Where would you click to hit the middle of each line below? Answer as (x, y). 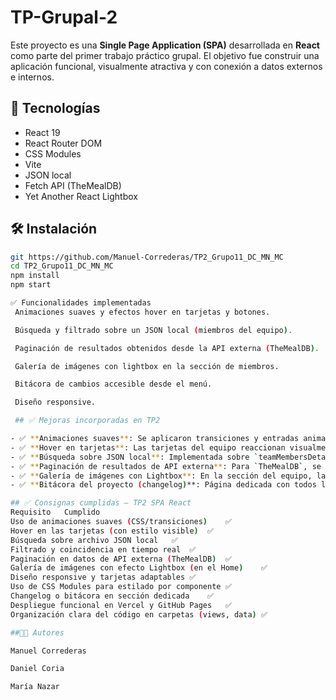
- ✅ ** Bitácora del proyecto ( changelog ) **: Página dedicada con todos (163, 485)
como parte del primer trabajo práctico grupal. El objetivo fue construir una (165, 55)
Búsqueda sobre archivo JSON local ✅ (94, 540)
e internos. (32, 77)
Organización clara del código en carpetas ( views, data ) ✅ (139, 614)
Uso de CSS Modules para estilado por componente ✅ (121, 587)
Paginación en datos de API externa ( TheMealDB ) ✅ (121, 559)
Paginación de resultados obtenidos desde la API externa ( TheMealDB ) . (167, 348)
